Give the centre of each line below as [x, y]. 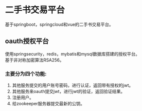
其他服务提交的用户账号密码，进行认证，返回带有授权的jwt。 [73, 85]
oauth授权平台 [27, 41]
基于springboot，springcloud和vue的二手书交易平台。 [59, 24]
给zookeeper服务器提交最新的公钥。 [48, 104]
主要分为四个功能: [26, 74]
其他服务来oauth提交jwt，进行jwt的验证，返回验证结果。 [69, 92]
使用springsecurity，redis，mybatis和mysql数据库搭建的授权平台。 [72, 54]
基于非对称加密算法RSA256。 [35, 60]
